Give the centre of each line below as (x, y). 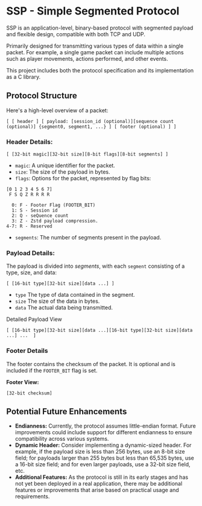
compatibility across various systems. (62, 439)
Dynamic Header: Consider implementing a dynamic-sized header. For (103, 445)
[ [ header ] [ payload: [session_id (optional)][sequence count (90, 121)
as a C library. (24, 77)
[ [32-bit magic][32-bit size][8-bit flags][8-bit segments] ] (87, 154)
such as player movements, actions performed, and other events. (87, 59)
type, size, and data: (32, 273)
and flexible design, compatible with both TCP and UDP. (76, 34)
